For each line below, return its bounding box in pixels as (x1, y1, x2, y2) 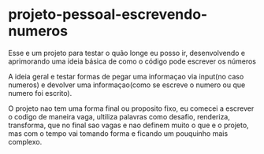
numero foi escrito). (8, 88, 73, 97)
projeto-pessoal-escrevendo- (8, 5, 208, 24)
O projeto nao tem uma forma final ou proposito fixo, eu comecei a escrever (8, 104, 255, 113)
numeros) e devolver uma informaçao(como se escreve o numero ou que (8, 80, 246, 90)
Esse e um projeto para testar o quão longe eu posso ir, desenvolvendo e (8, 48, 246, 57)
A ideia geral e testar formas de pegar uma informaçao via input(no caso (8, 71, 244, 81)
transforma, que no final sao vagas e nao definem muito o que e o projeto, (8, 120, 250, 130)
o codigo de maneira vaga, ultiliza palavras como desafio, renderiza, (8, 112, 231, 121)
